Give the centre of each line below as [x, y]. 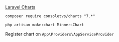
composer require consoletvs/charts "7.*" [50, 16]
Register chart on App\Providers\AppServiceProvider [59, 34]
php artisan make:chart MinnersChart [45, 25]
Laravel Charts [20, 7]
